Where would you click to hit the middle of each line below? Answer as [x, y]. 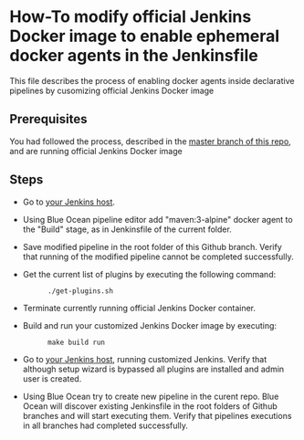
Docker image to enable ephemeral [145, 36]
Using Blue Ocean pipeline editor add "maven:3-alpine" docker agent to [158, 219]
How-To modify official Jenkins [131, 17]
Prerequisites [48, 119]
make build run [76, 342]
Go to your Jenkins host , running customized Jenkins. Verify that [145, 359]
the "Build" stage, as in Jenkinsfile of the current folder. [127, 229]
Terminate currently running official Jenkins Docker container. [139, 308]
